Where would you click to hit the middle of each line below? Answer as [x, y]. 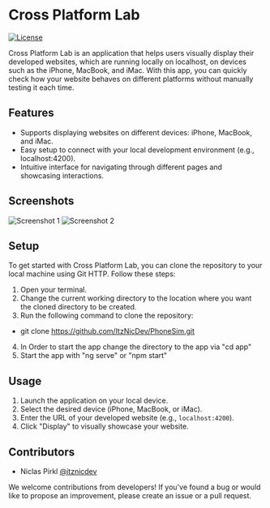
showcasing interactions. [62, 175]
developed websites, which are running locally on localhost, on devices [128, 62]
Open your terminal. [54, 290]
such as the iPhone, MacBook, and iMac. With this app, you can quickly [128, 70]
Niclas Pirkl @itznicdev [58, 471]
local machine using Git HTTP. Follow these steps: [92, 274]
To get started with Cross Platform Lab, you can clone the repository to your [135, 266]
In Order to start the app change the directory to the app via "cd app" [136, 347]
